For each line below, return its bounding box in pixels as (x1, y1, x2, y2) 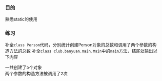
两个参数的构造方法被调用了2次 (5, 71, 68, 76)
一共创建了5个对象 (5, 64, 42, 70)
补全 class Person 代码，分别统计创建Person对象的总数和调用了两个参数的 (5, 41, 153, 47)
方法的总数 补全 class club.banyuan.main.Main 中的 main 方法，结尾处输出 (9, 48, 154, 54)
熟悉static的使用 (5, 16, 38, 22)
